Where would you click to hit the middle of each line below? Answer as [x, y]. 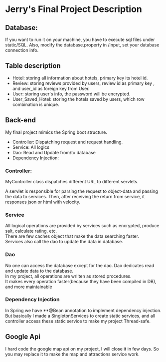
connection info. [22, 50]
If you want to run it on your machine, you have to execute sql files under [80, 39]
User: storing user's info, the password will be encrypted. [71, 94]
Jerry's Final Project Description [74, 9]
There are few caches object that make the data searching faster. [72, 236]
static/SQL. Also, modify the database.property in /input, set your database [82, 45]
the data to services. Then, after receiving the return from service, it [75, 196]
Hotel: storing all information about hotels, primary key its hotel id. [80, 78]
